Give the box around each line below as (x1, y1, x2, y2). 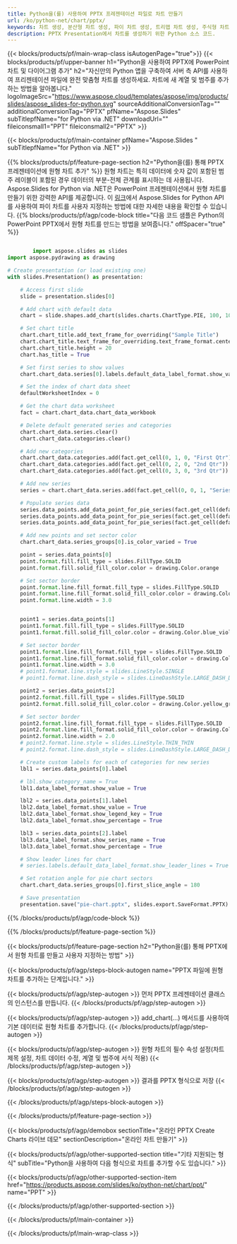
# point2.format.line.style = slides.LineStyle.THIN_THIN (20, 740, 194, 747)
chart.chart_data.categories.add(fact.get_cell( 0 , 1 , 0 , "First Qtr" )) (20, 454, 235, 461)
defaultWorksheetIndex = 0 (20, 390, 99, 397)
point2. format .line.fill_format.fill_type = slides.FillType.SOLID (20, 720, 222, 727)
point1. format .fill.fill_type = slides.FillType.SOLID (20, 622, 185, 629)
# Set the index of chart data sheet (20, 383, 131, 391)
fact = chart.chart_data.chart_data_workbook (20, 409, 157, 416)
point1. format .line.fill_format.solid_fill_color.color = (20, 655, 194, 662)
